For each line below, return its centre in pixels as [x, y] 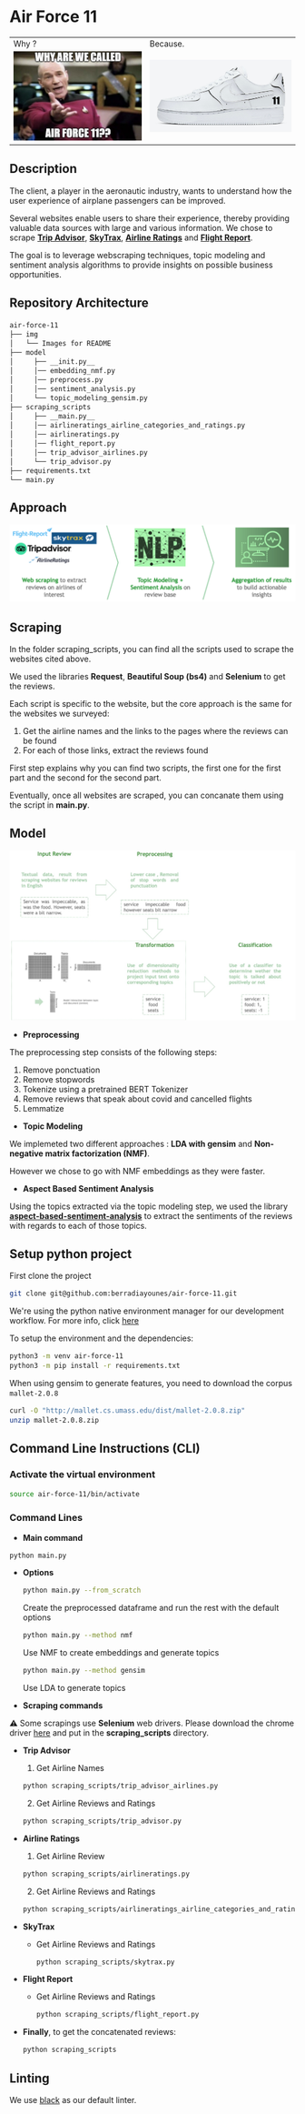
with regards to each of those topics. [78, 1225]
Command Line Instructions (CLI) [105, 1449]
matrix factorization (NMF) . [97, 1153]
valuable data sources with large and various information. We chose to [141, 227]
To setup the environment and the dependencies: [101, 1338]
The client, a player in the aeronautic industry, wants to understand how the [151, 191]
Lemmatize [43, 1108]
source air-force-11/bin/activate [75, 1495]
